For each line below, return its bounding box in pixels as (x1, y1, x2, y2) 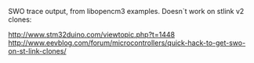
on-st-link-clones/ (8, 47, 67, 55)
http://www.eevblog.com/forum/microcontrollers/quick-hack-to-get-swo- (8, 38, 246, 47)
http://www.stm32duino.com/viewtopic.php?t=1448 (8, 30, 175, 39)
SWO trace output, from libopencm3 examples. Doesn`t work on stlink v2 (8, 7, 245, 16)
